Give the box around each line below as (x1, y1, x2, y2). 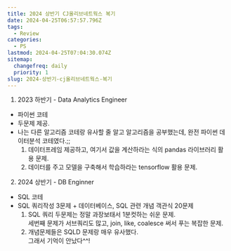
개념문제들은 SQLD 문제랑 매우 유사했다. (27, 228, 139, 236)
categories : (7, 36, 42, 43)
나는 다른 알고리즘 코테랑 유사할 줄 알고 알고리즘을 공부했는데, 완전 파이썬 (17, 128, 218, 137)
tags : (7, 23, 23, 30)
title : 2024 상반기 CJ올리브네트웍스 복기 (7, 10, 116, 18)
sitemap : (7, 56, 33, 63)
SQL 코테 (17, 193, 44, 201)
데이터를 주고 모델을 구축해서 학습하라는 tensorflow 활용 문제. (27, 163, 198, 172)
